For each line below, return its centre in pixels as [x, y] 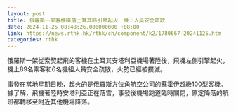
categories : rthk [33, 40]
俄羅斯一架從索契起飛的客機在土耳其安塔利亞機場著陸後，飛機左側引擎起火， [118, 61]
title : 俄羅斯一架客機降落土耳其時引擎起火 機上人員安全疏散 [86, 20]
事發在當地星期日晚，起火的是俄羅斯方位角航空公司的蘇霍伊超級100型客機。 [117, 84]
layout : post [26, 14]
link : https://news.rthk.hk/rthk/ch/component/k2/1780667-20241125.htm [114, 33]
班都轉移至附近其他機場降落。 [50, 101]
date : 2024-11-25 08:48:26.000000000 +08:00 [73, 27]
